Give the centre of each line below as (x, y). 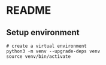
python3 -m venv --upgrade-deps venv (53, 51)
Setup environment (43, 32)
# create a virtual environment (46, 46)
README (29, 10)
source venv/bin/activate (38, 57)
